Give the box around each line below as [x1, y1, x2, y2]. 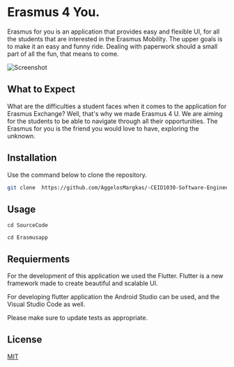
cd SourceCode [7, 222, 49, 229]
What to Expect [7, 83, 75, 95]
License [7, 333, 42, 346]
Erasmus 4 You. [7, 4, 100, 20]
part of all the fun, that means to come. [7, 50, 120, 58]
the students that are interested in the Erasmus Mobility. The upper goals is [7, 34, 223, 43]
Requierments [7, 253, 70, 265]
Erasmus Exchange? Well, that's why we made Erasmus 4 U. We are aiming [7, 109, 223, 117]
